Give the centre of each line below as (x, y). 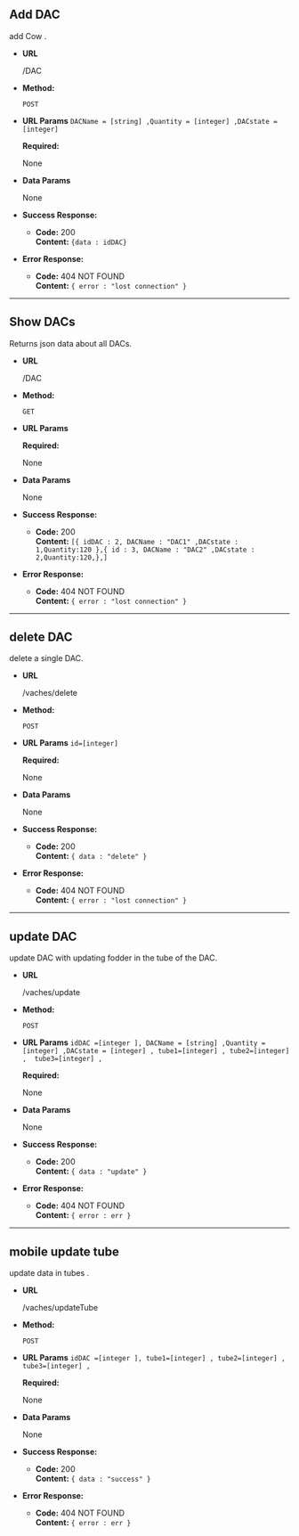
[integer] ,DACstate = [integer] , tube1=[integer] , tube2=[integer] (156, 1051)
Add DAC (35, 15)
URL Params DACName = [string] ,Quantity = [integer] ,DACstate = (149, 120)
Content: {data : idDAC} (81, 241)
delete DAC (41, 637)
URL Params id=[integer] (70, 743)
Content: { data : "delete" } (91, 856)
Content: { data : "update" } (91, 1172)
